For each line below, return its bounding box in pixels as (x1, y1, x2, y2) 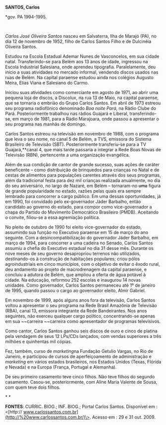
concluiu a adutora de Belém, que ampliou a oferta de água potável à (5, 272, 146, 278)
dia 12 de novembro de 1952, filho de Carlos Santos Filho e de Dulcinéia (5, 38, 152, 44)
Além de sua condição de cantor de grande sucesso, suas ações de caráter (5, 162, 160, 167)
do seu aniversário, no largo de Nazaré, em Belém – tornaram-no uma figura (5, 183, 161, 189)
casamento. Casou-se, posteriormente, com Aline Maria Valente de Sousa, (5, 379, 158, 385)
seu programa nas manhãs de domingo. (5, 121, 87, 127)
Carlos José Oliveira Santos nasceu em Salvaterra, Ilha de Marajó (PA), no (5, 33, 157, 39)
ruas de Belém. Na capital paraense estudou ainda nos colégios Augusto (5, 75, 154, 80)
